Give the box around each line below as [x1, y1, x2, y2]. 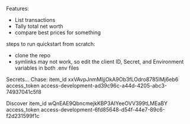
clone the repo [14, 52, 51, 58]
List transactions [14, 17, 56, 23]
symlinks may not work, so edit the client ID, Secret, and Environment [14, 58, 184, 65]
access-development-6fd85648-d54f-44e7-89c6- [40, 106, 166, 113]
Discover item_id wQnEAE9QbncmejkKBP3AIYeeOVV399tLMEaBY [6, 100, 168, 107]
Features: [6, 5, 30, 12]
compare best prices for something [14, 29, 101, 36]
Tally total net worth [14, 23, 63, 30]
